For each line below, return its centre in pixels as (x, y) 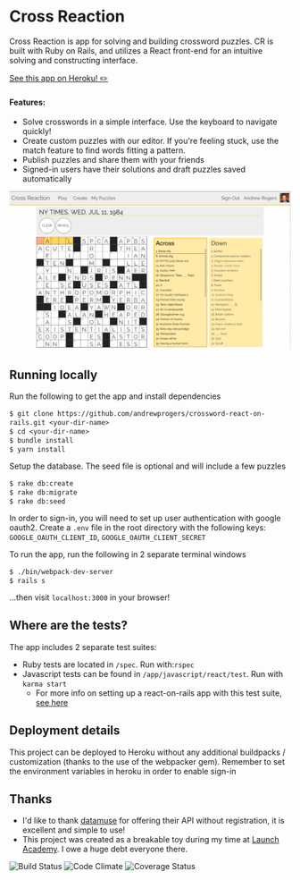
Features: (28, 102)
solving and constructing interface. (74, 60)
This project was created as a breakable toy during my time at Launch (150, 840)
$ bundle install (42, 440)
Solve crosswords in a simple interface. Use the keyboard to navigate (150, 122)
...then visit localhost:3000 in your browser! (90, 597)
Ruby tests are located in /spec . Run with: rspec (108, 664)
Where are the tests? (68, 626)
